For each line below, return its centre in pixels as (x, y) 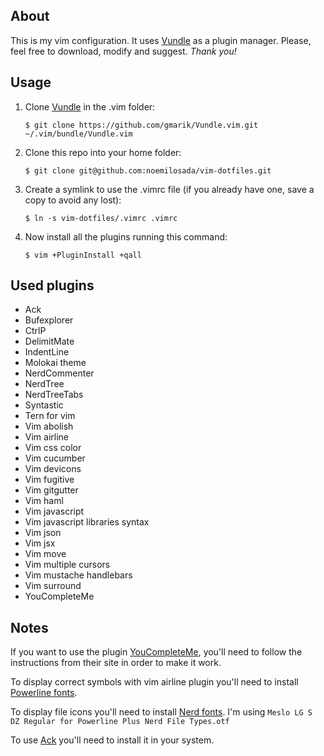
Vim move (45, 554)
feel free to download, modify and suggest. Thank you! (123, 51)
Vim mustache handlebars (78, 575)
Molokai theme (55, 363)
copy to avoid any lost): (73, 200)
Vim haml (44, 501)
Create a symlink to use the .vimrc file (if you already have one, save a (169, 189)
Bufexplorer (49, 320)
